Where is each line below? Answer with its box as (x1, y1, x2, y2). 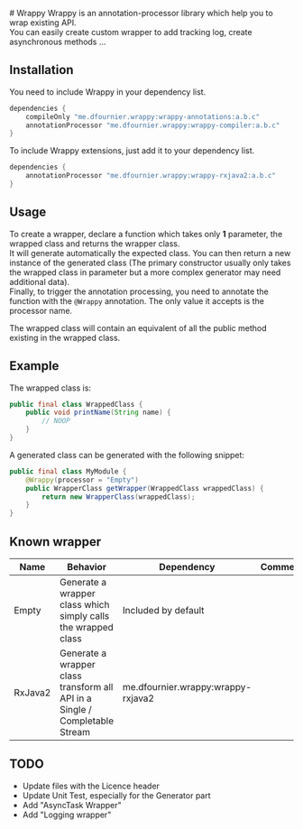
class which (60, 599, 110, 611)
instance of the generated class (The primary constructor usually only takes (9, 257, 291, 268)
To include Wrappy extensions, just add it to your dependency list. (9, 145, 255, 156)
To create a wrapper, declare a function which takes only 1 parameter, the (9, 228, 283, 239)
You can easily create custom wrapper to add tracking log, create (9, 27, 252, 37)
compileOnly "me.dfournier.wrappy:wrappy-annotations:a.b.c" (25, 112, 260, 121)
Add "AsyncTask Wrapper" (22, 799, 122, 810)
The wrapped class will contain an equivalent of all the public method (9, 322, 268, 333)
